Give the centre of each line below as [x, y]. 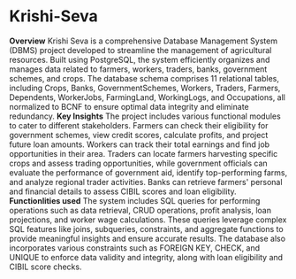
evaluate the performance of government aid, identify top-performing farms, [148, 172]
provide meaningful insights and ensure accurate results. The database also [147, 238]
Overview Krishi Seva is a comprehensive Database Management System [144, 41]
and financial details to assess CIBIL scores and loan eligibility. [123, 191]
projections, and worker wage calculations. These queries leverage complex [148, 220]
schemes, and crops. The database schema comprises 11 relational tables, [144, 78]
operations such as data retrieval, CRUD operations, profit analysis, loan [140, 210]
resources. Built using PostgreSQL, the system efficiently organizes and [140, 59]
